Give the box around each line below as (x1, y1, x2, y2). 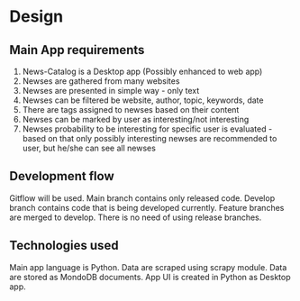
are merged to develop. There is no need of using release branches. (9, 212, 262, 223)
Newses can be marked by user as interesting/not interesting (22, 114, 250, 124)
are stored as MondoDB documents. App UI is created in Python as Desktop (9, 271, 291, 282)
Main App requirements (9, 42, 145, 58)
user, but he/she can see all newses (22, 142, 156, 153)
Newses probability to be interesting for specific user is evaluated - (22, 123, 273, 134)
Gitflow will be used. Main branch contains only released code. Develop (9, 192, 276, 204)
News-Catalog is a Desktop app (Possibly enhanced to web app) (22, 66, 263, 77)
